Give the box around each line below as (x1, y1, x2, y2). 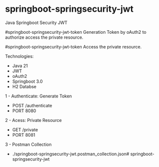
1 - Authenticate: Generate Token (5, 93, 72, 99)
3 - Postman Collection (5, 141, 52, 147)
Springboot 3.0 (12, 78, 43, 84)
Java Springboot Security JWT (5, 20, 68, 25)
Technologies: (5, 53, 34, 59)
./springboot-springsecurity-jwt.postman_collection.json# (12, 151, 129, 157)
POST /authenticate (12, 102, 53, 108)
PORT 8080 (12, 108, 36, 114)
